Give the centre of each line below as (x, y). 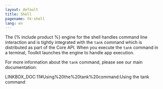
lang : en (14, 23)
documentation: (21, 67)
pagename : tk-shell (25, 19)
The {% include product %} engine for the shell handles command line (76, 37)
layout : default (22, 10)
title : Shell (18, 14)
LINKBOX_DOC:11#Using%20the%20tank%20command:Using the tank (77, 77)
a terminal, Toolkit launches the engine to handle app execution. (70, 53)
